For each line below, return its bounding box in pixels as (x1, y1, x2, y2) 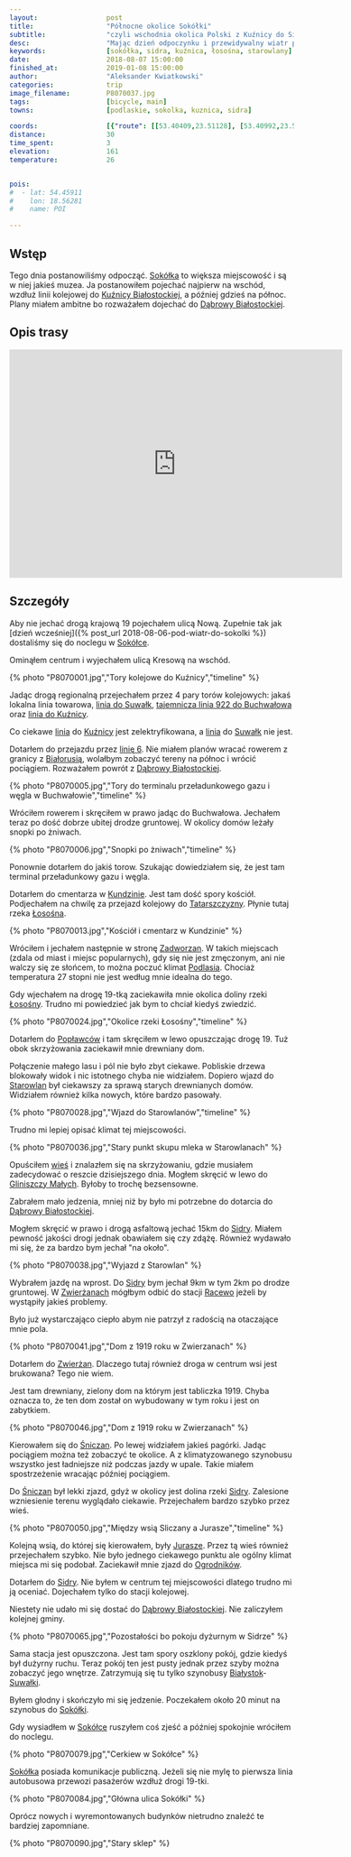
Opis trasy (9, 325, 69, 340)
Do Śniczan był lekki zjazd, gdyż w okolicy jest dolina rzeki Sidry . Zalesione (9, 1485, 289, 1496)
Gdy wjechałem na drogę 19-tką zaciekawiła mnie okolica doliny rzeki (9, 989, 268, 1000)
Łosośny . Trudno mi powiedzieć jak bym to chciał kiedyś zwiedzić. (9, 998, 257, 1009)
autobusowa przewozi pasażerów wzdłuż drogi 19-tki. (9, 1775, 209, 1787)
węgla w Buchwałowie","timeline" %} (9, 790, 147, 800)
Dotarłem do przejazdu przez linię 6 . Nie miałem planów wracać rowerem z (9, 744, 289, 754)
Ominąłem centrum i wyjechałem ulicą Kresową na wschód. (9, 654, 231, 665)
